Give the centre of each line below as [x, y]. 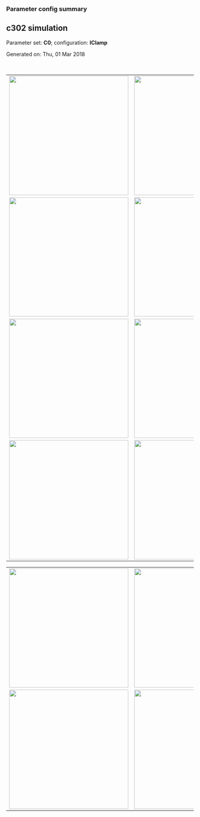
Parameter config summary [47, 9]
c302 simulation [37, 28]
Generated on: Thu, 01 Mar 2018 [46, 54]
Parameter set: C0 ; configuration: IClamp [57, 42]
